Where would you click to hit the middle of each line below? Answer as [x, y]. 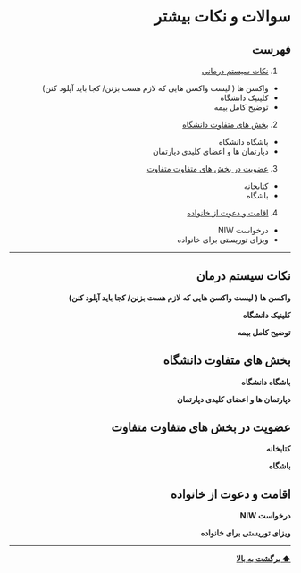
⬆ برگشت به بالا [263, 559]
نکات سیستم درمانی [235, 71]
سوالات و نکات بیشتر [222, 17]
